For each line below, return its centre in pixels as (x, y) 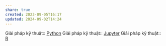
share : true (18, 10)
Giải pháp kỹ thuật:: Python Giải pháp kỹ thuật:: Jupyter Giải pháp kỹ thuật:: (83, 33)
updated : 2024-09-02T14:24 (33, 19)
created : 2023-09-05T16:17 (33, 14)
